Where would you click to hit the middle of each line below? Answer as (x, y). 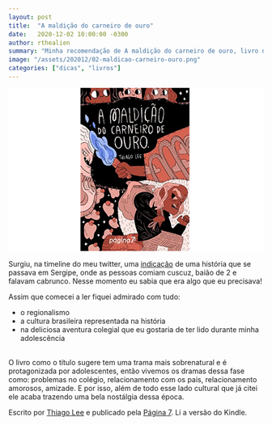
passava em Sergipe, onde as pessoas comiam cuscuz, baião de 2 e (123, 273)
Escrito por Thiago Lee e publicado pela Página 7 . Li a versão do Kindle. (128, 413)
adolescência (42, 339)
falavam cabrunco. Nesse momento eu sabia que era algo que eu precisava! (136, 281)
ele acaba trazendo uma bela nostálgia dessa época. (96, 397)
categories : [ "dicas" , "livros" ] (65, 69)
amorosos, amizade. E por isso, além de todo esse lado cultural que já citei (133, 389)
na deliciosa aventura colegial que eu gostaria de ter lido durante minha (139, 330)
